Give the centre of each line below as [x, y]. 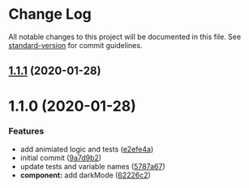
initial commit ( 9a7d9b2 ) [61, 157]
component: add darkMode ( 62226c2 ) [86, 175]
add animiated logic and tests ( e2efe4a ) [87, 149]
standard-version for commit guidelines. [75, 45]
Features [26, 131]
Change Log [50, 14]
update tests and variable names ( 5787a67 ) [92, 166]
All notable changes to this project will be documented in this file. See [125, 37]
